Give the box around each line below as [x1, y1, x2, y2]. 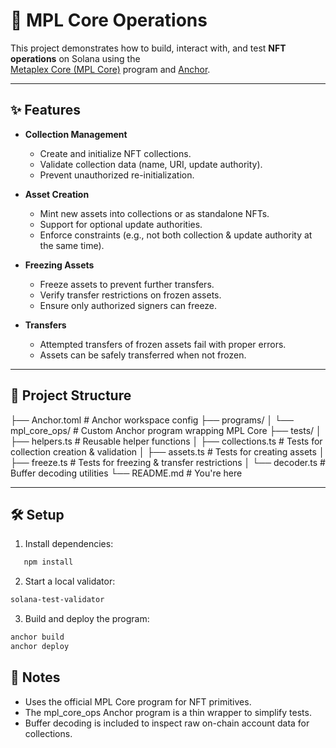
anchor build [10, 632, 65, 643]
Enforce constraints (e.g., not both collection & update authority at [39, 229, 313, 241]
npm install [23, 557, 74, 568]
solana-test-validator [10, 595, 105, 605]
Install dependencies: [24, 538, 114, 550]
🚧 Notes [10, 669, 61, 686]
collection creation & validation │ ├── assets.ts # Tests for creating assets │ [10, 445, 325, 458]
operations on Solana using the [10, 52, 141, 64]
